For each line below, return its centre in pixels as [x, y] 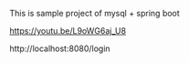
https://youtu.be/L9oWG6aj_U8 [68, 31]
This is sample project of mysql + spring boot [94, 13]
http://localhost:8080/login [60, 48]
